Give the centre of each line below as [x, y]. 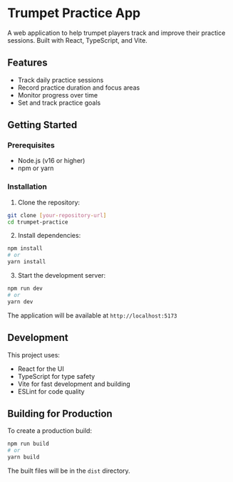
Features [27, 63]
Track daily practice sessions [61, 80]
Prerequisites [31, 145]
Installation [27, 187]
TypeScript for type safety [56, 376]
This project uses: [34, 355]
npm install [25, 248]
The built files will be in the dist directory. [69, 471]
